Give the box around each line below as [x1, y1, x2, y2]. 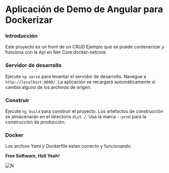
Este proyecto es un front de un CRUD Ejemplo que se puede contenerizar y [5, 44, 164, 50]
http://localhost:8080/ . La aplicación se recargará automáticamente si [5, 78, 156, 84]
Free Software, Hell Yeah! [5, 153, 60, 159]
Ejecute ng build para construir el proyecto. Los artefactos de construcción [5, 108, 163, 114]
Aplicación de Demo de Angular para [5, 4, 163, 15]
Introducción [5, 32, 38, 39]
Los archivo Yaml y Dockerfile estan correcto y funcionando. [5, 143, 132, 149]
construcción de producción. [5, 119, 66, 125]
